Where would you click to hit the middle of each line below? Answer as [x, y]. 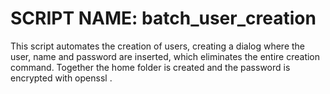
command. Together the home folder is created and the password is [150, 67]
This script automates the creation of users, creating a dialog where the [157, 46]
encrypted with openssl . [61, 78]
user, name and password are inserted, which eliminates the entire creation [165, 56]
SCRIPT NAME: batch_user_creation [163, 18]
